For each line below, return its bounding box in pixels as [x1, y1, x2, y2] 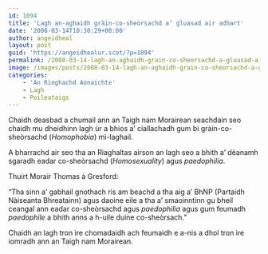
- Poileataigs [22, 93, 69, 101]
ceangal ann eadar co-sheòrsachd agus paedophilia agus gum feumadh [8, 204, 246, 214]
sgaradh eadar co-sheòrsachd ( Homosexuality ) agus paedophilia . [8, 157, 226, 166]
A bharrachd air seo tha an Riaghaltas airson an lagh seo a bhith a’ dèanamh [8, 148, 259, 157]
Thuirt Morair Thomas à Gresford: [8, 172, 119, 181]
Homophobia [51, 133, 94, 142]
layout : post [8, 42, 52, 50]
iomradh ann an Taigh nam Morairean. [8, 236, 133, 246]
